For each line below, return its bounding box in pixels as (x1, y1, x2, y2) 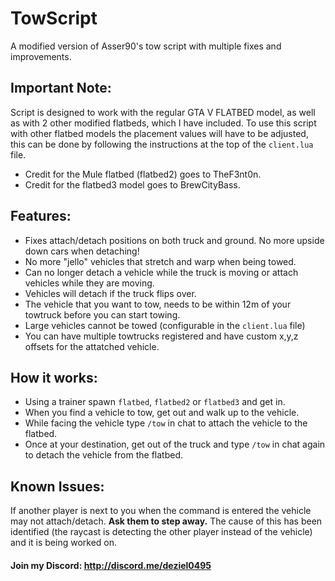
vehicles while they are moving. (24, 277, 155, 289)
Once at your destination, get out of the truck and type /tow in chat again (24, 438, 326, 451)
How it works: (10, 369, 98, 386)
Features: (10, 208, 72, 225)
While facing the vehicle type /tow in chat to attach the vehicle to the (24, 417, 308, 429)
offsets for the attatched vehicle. (24, 340, 160, 352)
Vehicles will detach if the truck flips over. (24, 287, 197, 299)
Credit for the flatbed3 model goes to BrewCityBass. (24, 178, 241, 191)
